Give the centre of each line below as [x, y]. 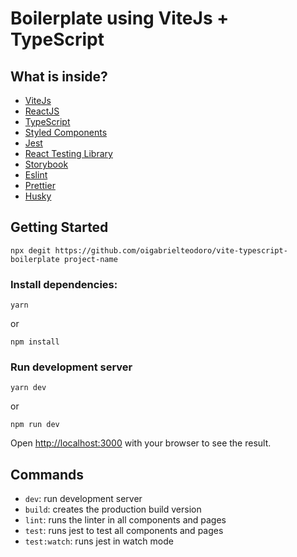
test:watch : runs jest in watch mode [99, 541]
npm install [35, 342]
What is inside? [59, 76]
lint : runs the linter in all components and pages [125, 520]
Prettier [40, 185]
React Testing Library [68, 153]
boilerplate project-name [64, 259]
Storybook [46, 164]
